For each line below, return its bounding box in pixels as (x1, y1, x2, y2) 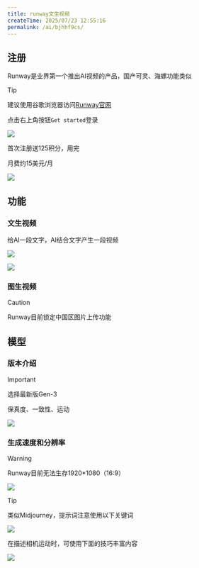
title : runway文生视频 (7, 10, 70, 18)
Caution (7, 299, 30, 307)
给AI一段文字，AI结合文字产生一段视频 (7, 235, 119, 244)
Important (7, 375, 36, 384)
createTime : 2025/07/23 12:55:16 (7, 17, 106, 24)
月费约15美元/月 (7, 159, 54, 167)
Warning (7, 455, 32, 463)
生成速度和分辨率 (7, 438, 66, 447)
